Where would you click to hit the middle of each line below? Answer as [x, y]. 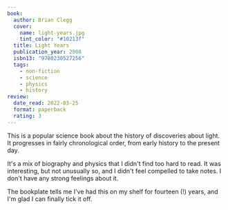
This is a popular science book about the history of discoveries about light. [113, 136]
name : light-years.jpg [52, 33]
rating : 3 [27, 116]
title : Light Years [41, 45]
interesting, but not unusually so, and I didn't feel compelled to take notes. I [114, 171]
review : [18, 97]
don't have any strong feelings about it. [63, 178]
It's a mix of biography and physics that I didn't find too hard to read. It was [114, 163]
